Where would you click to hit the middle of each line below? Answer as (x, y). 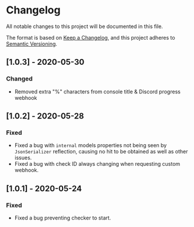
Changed (20, 79)
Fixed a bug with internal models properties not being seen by (91, 145)
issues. (23, 158)
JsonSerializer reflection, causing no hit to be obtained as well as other (101, 152)
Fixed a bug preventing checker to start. (63, 218)
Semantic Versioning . (32, 44)
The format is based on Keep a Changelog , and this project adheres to (91, 37)
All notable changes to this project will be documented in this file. (85, 26)
